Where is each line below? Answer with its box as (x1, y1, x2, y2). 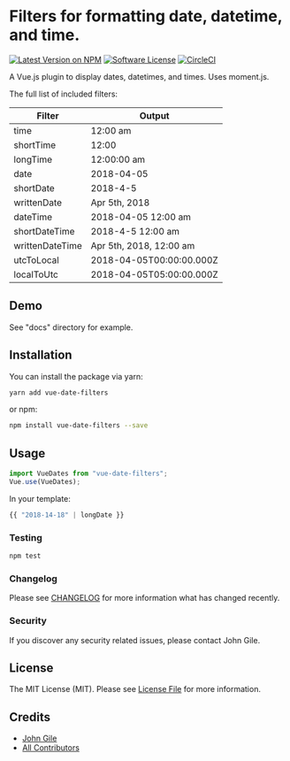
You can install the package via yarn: (9, 371, 143, 381)
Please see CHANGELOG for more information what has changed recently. (9, 593, 280, 603)
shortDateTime (13, 225, 75, 237)
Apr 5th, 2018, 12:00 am (90, 239, 195, 251)
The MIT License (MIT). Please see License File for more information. (9, 684, 261, 695)
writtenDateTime (13, 239, 82, 251)
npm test (9, 551, 42, 561)
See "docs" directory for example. (9, 321, 134, 333)
